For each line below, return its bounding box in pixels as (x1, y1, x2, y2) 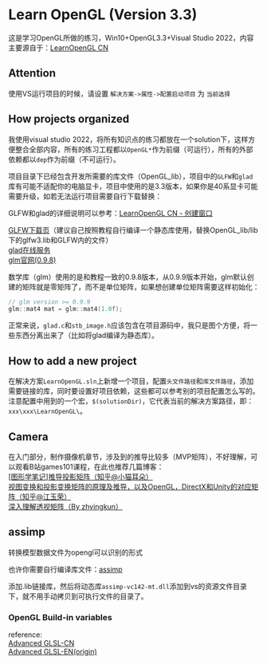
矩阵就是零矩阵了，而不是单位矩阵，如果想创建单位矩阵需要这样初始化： (22, 281, 260, 292)
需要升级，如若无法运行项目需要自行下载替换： (8, 191, 162, 201)
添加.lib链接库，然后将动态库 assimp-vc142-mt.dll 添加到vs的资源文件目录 (8, 581, 247, 591)
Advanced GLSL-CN (8, 638, 75, 648)
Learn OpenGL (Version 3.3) (8, 6, 198, 24)
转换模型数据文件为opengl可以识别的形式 (8, 548, 143, 557)
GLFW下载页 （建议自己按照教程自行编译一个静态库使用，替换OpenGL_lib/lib (8, 225, 259, 234)
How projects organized (8, 112, 130, 126)
